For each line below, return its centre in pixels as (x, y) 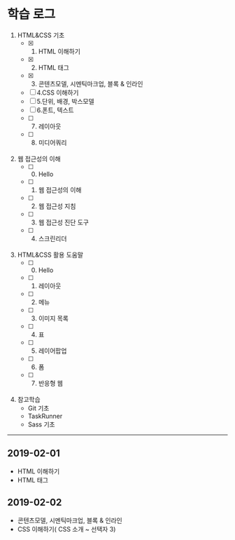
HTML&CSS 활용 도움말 (50, 255)
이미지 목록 (53, 318)
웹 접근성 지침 (57, 206)
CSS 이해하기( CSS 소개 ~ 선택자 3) (66, 529)
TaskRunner (45, 416)
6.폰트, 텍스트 (56, 110)
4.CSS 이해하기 (58, 93)
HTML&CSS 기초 (41, 35)
